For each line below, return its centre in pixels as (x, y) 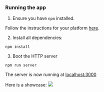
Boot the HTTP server (35, 56)
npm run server (21, 65)
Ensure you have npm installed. (43, 18)
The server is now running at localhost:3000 (51, 74)
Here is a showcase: (26, 85)
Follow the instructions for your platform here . (52, 28)
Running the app (26, 7)
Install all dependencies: (37, 38)
